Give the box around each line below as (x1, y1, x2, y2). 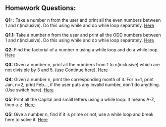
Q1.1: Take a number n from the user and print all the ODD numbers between (5, 32, 161, 38)
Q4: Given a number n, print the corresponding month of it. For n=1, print (5, 76, 154, 82)
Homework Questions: (5, 4, 76, 12)
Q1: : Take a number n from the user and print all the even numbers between (5, 17, 161, 23)
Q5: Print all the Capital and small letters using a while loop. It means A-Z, (5, 96, 156, 102)
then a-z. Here (5, 101, 35, 108)
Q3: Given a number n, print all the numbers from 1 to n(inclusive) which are (5, 61, 160, 67)
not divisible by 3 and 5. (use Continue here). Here (5, 67, 108, 73)
